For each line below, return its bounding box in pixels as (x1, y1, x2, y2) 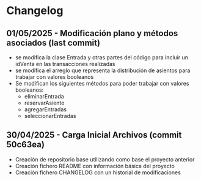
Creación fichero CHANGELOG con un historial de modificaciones (15, 169, 181, 176)
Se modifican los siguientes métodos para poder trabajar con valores (15, 80, 189, 87)
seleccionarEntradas (24, 113, 76, 119)
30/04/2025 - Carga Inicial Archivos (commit (6, 130, 182, 141)
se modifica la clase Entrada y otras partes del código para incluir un (15, 54, 188, 61)
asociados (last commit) (6, 37, 101, 48)
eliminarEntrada (24, 93, 64, 100)
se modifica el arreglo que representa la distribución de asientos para (15, 67, 191, 74)
